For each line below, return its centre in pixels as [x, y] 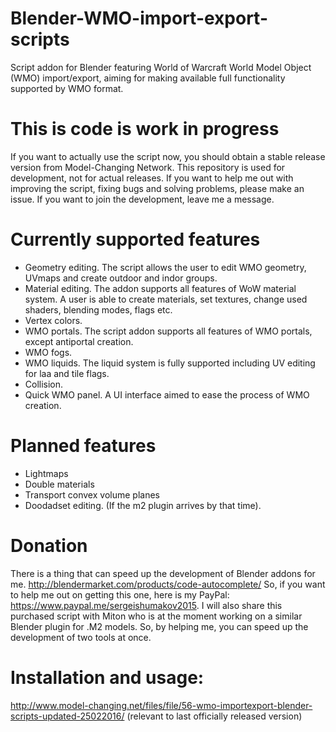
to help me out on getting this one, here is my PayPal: [120, 594]
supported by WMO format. [67, 88]
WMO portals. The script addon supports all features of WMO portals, [168, 331]
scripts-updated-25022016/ [67, 716]
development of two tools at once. [81, 637]
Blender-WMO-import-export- [139, 18]
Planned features [83, 446]
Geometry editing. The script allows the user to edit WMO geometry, [165, 267]
